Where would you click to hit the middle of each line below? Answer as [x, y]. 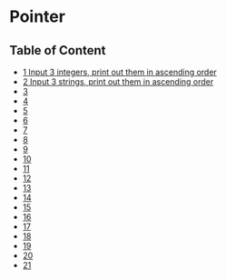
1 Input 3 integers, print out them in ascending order [120, 72]
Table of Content [58, 50]
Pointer [38, 17]
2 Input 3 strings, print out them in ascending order [118, 82]
